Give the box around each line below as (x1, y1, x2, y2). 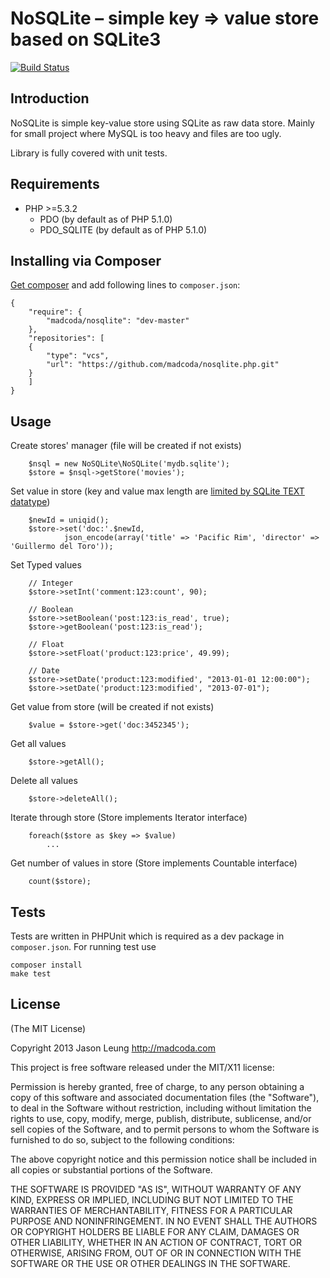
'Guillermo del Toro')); (10, 542, 114, 552)
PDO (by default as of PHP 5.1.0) (39, 213, 173, 225)
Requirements (10, 176, 100, 193)
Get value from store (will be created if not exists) (10, 701, 215, 713)
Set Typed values (10, 559, 82, 571)
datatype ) (10, 496, 51, 508)
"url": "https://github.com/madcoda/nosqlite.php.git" (46, 360, 280, 370)
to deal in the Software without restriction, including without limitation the (10, 1102, 312, 1114)
